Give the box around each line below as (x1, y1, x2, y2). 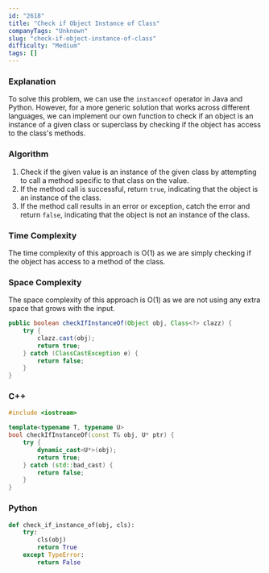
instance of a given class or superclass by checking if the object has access (8, 120, 262, 130)
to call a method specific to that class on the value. (19, 175, 189, 185)
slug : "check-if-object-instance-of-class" (8, 34, 157, 43)
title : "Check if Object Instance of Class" (8, 19, 160, 27)
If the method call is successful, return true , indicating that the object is (19, 184, 259, 193)
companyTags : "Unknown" (8, 27, 89, 35)
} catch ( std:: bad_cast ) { (23, 461, 114, 469)
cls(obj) (37, 536, 67, 544)
